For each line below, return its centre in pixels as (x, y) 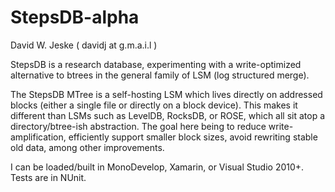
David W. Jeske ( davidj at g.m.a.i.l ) (84, 45)
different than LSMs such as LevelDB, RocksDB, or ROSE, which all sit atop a (168, 115)
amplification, (38, 137)
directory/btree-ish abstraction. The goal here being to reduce (138, 126)
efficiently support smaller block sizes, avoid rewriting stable (193, 137)
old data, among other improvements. (87, 147)
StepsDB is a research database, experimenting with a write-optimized (156, 64)
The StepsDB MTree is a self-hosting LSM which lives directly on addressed (166, 94)
